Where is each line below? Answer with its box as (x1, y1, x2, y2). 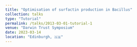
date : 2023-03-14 (5, 30, 41, 35)
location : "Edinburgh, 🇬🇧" (5, 35, 63, 40)
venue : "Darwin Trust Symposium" (5, 25, 75, 30)
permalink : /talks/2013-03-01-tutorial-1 (5, 21, 93, 26)
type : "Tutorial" (5, 16, 41, 21)
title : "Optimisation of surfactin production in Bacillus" (5, 7, 133, 12)
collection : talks (5, 12, 43, 17)
